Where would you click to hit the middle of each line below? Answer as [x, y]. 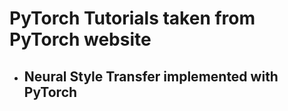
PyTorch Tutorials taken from [132, 18]
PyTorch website [80, 39]
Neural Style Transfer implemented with [151, 76]
